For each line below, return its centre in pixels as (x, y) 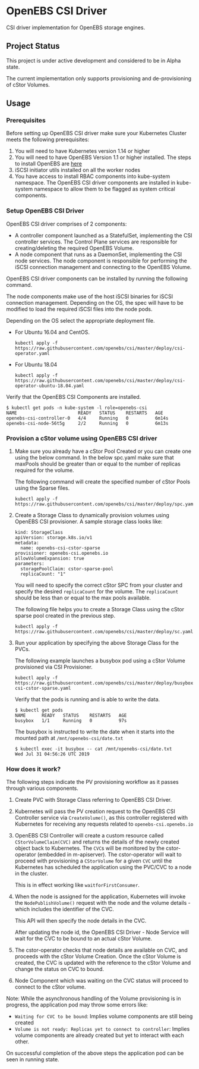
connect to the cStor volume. (50, 987)
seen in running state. (33, 1059)
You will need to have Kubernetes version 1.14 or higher (82, 151)
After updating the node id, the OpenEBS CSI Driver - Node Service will (102, 932)
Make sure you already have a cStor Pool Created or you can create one (103, 451)
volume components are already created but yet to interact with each (99, 1035)
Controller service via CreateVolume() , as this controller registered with (101, 818)
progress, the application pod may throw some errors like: (77, 1005)
